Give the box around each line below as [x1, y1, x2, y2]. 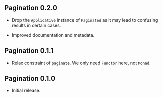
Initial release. [11, 87, 41, 94]
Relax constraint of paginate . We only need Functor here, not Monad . [11, 60, 151, 66]
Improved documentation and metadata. [11, 32, 95, 38]
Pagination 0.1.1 [4, 47, 53, 55]
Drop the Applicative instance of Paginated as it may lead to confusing [11, 17, 158, 23]
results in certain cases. [11, 22, 61, 28]
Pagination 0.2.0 [4, 4, 58, 12]
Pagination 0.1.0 [4, 74, 56, 83]
